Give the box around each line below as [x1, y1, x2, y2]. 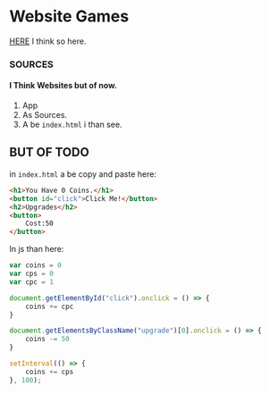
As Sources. [21, 110, 68, 121]
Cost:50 [25, 219, 54, 229]
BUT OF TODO [9, 145, 89, 160]
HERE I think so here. [9, 36, 87, 46]
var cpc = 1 [9, 277, 54, 287]
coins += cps [25, 367, 74, 376]
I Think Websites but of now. [9, 80, 118, 91]
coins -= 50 [25, 335, 70, 344]
